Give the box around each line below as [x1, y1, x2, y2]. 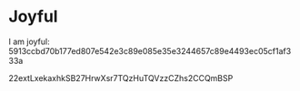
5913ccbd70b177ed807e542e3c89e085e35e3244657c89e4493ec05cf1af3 [8, 45, 292, 56]
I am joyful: [8, 36, 51, 47]
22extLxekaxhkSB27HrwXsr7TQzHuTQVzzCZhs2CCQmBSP [8, 72, 234, 83]
